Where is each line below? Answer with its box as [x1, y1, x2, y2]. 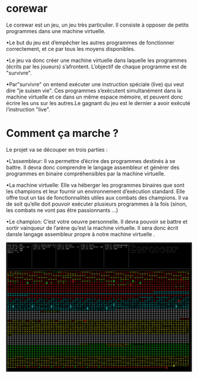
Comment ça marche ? [6, 126, 119, 140]
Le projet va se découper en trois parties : [6, 146, 108, 153]
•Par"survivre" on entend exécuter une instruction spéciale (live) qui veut [6, 80, 184, 87]
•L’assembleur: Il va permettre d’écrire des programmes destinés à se [6, 157, 176, 164]
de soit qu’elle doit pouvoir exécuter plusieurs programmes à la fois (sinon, [6, 200, 187, 207]
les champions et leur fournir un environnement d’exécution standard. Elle [6, 188, 186, 195]
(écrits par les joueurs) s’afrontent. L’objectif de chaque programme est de [6, 63, 187, 70]
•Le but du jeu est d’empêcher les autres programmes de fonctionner [6, 39, 175, 46]
